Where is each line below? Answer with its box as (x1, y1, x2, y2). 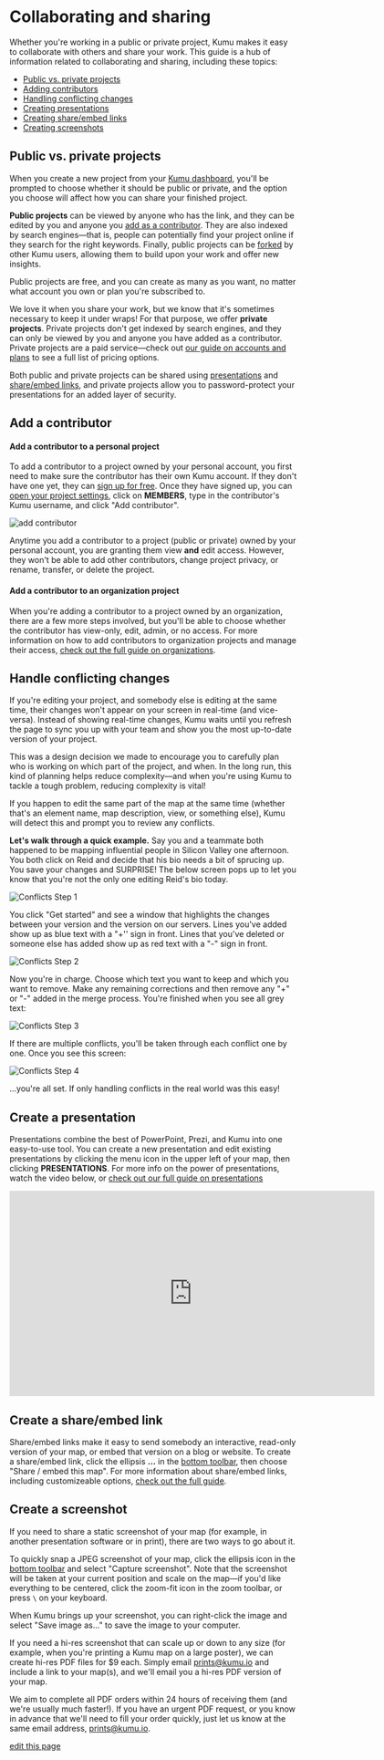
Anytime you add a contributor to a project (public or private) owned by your (9, 536, 296, 547)
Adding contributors (22, 83, 99, 94)
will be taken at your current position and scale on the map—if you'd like (9, 1572, 281, 1584)
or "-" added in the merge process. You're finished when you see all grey (9, 993, 285, 1005)
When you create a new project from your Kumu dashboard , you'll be (9, 172, 269, 183)
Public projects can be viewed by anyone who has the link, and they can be (9, 210, 295, 221)
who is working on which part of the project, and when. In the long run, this (9, 761, 292, 772)
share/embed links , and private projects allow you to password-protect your (9, 379, 295, 390)
